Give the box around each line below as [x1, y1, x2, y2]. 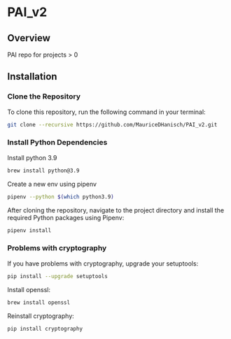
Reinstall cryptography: [7, 312, 75, 320]
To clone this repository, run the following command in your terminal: [7, 108, 206, 116]
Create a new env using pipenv [7, 180, 97, 188]
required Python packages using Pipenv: [7, 213, 125, 222]
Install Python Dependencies [7, 138, 108, 147]
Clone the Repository [7, 92, 81, 101]
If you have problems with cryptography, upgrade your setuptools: [7, 259, 199, 268]
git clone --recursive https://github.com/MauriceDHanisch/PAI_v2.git [7, 121, 218, 128]
